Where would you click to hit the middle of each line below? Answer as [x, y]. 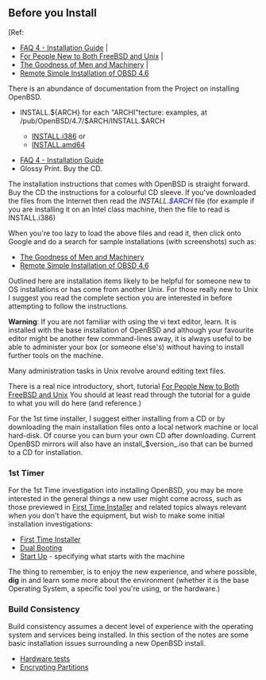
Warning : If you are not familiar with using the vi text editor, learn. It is [122, 321]
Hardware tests [44, 659]
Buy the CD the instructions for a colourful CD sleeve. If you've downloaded [132, 192]
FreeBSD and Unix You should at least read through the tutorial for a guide [129, 394]
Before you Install [52, 13]
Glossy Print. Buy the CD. [61, 168]
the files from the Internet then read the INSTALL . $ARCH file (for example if [131, 200]
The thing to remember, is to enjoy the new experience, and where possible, [133, 572]
